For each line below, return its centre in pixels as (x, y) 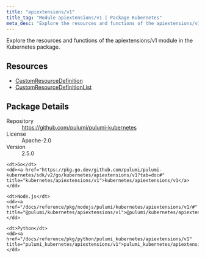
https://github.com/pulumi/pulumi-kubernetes (79, 127)
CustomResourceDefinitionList (53, 87)
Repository (20, 121)
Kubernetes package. (33, 47)
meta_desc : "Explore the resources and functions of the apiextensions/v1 (103, 23)
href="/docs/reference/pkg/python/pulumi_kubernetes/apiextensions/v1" (99, 239)
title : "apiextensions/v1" (41, 12)
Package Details (38, 106)
